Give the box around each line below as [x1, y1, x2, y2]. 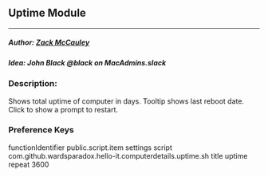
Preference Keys [8, 124, 74, 136]
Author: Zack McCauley [8, 37, 90, 47]
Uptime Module [8, 6, 86, 20]
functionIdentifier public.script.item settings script [8, 143, 173, 152]
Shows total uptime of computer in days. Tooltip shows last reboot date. [8, 96, 245, 106]
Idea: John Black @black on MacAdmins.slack [8, 57, 167, 67]
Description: [8, 78, 57, 89]
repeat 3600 [8, 159, 49, 169]
